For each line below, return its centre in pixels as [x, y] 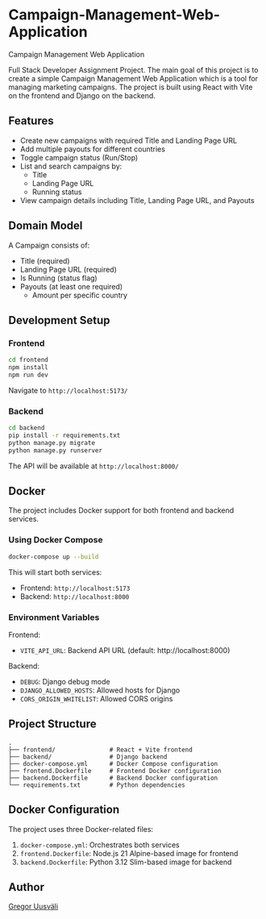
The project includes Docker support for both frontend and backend [121, 510]
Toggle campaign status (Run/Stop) [79, 157]
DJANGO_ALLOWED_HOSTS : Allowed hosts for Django [100, 690]
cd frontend [28, 360]
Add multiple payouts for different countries [92, 149]
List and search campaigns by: [71, 166]
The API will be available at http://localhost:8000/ [94, 466]
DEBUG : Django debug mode [65, 681]
